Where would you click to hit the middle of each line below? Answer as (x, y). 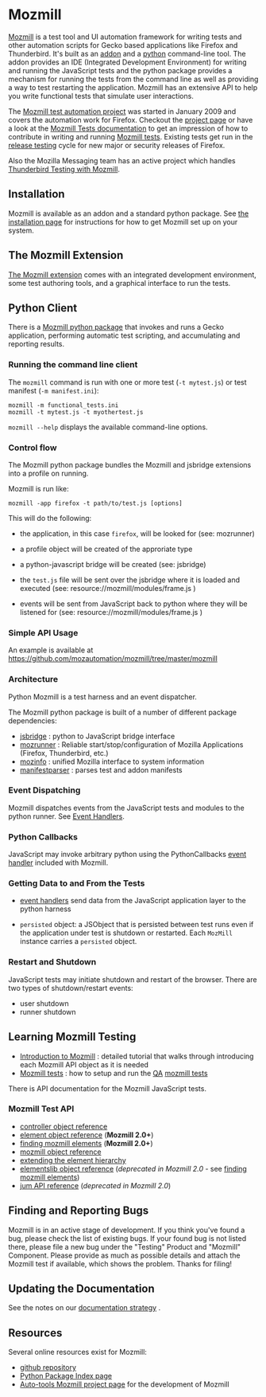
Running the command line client (73, 365)
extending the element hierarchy (73, 1160)
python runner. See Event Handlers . (67, 816)
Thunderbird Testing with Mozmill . (64, 169)
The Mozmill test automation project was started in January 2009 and (122, 111)
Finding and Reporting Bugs (79, 1211)
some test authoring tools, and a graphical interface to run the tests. (120, 283)
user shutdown (44, 1003)
